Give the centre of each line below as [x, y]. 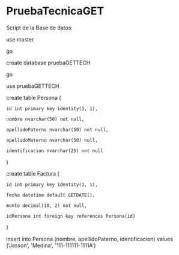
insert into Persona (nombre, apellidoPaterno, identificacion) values [89, 239]
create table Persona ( [34, 97]
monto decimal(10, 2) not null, [47, 206]
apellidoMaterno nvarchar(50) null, [52, 140]
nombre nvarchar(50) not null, [45, 119]
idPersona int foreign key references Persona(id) [71, 216]
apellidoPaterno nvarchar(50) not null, [58, 130]
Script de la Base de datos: [40, 28]
